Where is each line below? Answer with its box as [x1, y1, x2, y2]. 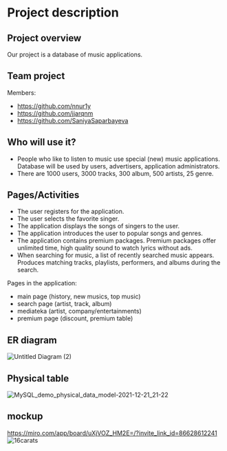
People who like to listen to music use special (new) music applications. [17, 155, 220, 163]
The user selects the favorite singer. [17, 214, 120, 223]
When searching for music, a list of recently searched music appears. [17, 251, 215, 259]
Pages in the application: [7, 279, 77, 287]
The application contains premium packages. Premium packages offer [17, 236, 217, 245]
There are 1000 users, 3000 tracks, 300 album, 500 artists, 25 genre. [17, 169, 214, 177]
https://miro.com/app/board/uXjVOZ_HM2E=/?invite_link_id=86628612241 [7, 428, 218, 437]
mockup [7, 410, 43, 422]
